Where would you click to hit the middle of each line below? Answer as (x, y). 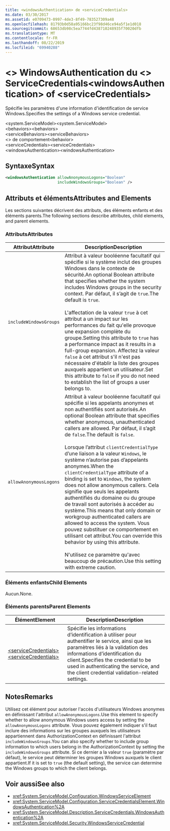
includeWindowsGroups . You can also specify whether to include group (77, 741)
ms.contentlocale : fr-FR (31, 38)
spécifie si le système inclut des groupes (113, 262)
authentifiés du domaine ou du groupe (110, 498)
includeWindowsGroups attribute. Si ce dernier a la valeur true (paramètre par (85, 752)
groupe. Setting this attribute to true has (112, 338)
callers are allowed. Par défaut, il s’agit (110, 428)
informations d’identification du (104, 653)
